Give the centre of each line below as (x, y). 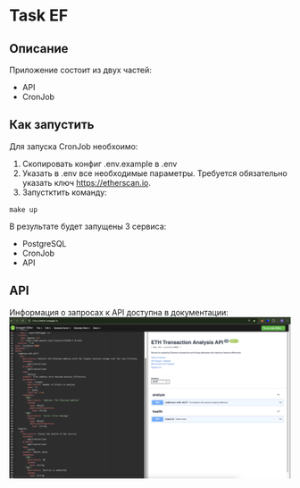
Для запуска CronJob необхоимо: (74, 146)
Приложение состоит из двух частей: (80, 70)
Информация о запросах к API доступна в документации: (119, 312)
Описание (39, 49)
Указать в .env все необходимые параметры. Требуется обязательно (155, 173)
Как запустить (52, 125)
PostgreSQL (44, 243)
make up (24, 210)
